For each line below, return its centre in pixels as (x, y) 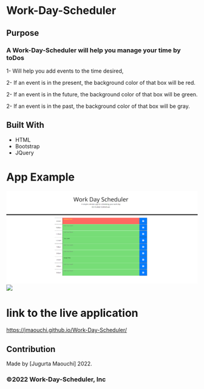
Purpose (23, 33)
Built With (25, 125)
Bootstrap (27, 146)
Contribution (31, 349)
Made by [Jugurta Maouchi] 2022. (49, 364)
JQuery (25, 153)
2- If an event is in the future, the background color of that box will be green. (102, 94)
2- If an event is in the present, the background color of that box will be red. (101, 82)
